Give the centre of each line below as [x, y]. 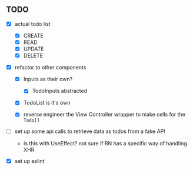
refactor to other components [50, 68]
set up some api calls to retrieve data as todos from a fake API [90, 131]
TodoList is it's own [47, 103]
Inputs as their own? [48, 79]
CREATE [34, 35]
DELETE [33, 56]
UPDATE [34, 49]
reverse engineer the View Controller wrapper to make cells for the [104, 115]
